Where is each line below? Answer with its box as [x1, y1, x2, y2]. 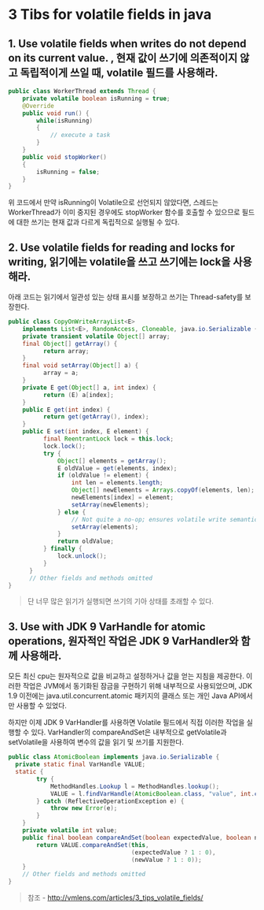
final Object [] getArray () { [22, 340, 118, 347]
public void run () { [22, 109, 90, 117]
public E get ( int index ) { [22, 406, 111, 414]
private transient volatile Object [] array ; [22, 332, 170, 340]
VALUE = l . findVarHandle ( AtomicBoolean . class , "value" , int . [49, 789, 255, 797]
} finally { [42, 545, 82, 553]
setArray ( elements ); [71, 522, 139, 531]
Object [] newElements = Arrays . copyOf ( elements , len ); [71, 486, 255, 494]
